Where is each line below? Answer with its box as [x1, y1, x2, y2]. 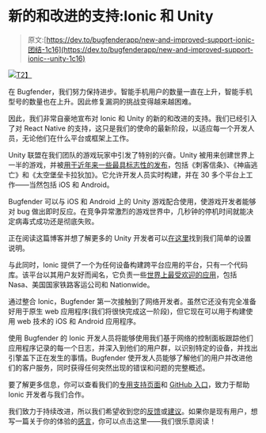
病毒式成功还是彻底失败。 [14, 216, 99, 226]
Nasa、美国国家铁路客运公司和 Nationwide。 [8, 279, 154, 289]
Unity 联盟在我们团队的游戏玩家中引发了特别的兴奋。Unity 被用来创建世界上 [8, 150, 255, 159]
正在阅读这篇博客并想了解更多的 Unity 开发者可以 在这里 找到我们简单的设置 [8, 233, 252, 242]
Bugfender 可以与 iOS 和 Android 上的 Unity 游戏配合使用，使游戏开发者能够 [8, 196, 256, 206]
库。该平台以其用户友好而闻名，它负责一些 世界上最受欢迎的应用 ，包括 [8, 270, 237, 279]
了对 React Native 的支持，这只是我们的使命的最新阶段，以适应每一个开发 [8, 123, 248, 133]
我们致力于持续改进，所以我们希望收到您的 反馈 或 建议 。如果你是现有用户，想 [8, 406, 258, 416]
